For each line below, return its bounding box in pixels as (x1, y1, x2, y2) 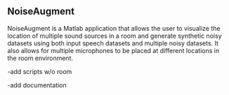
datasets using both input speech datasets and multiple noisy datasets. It (7, 38, 219, 47)
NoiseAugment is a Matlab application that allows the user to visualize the (7, 24, 221, 32)
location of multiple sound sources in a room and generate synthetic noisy (7, 31, 223, 40)
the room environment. (7, 54, 74, 62)
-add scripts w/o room (7, 67, 72, 75)
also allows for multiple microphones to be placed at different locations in (7, 46, 220, 54)
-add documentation (7, 80, 67, 89)
